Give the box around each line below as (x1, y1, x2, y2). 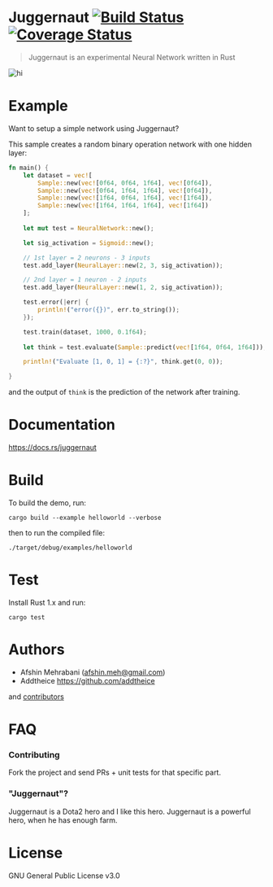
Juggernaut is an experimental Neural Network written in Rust (28, 52, 236, 62)
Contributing (8, 749, 60, 760)
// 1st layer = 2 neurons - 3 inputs (23, 253, 151, 262)
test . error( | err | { (23, 298, 89, 307)
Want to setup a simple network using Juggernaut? (8, 123, 180, 133)
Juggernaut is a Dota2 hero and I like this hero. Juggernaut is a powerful (8, 806, 251, 816)
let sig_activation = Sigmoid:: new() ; (23, 238, 154, 247)
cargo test (8, 613, 45, 622)
